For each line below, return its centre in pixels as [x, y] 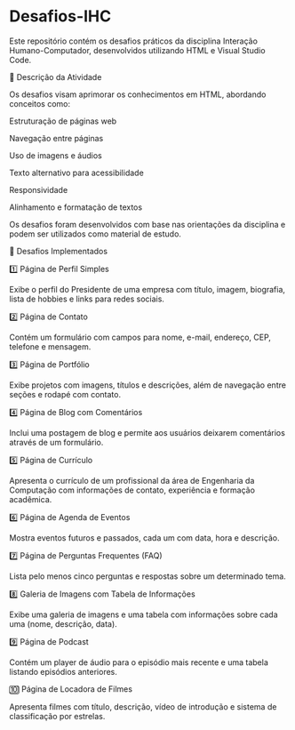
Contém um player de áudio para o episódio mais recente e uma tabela [139, 662]
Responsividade [39, 189]
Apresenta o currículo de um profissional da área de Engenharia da [132, 480]
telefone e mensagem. [50, 346]
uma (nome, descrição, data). [63, 623]
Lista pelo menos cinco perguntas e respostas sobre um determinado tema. [147, 576]
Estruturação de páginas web [63, 121]
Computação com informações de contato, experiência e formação [132, 490]
